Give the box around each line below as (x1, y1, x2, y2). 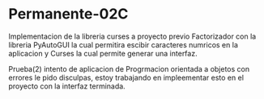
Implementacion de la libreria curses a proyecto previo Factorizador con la (8, 31, 257, 41)
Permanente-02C (8, 5, 129, 23)
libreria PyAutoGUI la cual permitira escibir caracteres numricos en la (8, 39, 239, 49)
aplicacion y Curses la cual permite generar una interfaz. (8, 48, 198, 58)
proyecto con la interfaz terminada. (8, 81, 126, 91)
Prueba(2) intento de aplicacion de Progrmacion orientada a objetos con (8, 64, 249, 73)
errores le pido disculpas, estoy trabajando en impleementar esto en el (8, 72, 245, 82)
